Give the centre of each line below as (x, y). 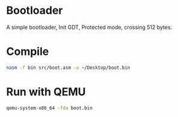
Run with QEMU (46, 92)
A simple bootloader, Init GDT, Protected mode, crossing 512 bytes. (89, 27)
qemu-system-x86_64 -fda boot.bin (50, 108)
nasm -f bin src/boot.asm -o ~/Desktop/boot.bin (68, 68)
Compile (28, 52)
